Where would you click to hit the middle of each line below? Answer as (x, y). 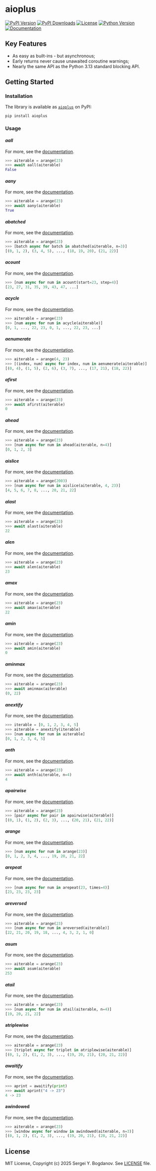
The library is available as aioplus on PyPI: (49, 107)
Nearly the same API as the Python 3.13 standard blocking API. (76, 66)
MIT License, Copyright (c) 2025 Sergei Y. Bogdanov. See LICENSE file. (78, 1164)
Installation (19, 96)
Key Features (26, 44)
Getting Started (29, 82)
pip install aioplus (26, 116)
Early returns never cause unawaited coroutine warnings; (71, 61)
